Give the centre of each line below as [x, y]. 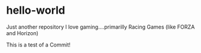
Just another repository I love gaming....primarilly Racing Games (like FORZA [100, 27]
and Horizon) [22, 33]
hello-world [36, 10]
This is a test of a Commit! [38, 45]
